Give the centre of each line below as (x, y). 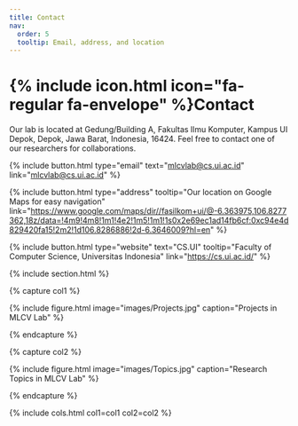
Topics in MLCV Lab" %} (54, 379)
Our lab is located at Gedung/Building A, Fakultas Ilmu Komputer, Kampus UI (149, 130)
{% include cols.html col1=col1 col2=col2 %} (91, 413)
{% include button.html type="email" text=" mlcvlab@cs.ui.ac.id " (127, 166)
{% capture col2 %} (46, 352)
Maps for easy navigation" (57, 201)
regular (36, 105)
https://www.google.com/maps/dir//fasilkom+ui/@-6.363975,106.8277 (159, 211)
